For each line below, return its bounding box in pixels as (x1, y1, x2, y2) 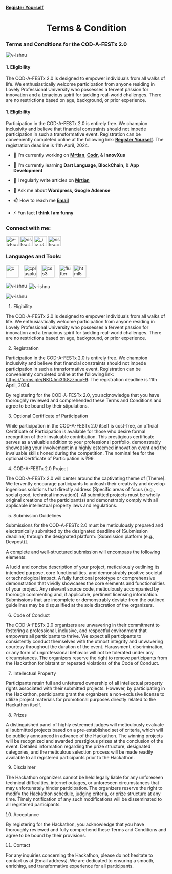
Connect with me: (6, 224, 51, 231)
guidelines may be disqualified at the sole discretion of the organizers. (6, 602, 154, 608)
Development (13, 167, 43, 173)
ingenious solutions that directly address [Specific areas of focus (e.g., (6, 486, 155, 493)
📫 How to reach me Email (13, 197, 69, 204)
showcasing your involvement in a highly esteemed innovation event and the (6, 444, 167, 451)
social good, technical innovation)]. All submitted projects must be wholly (6, 492, 160, 498)
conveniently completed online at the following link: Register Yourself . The (6, 136, 164, 143)
